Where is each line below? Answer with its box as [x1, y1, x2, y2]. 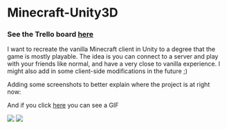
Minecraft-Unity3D [7, 5, 118, 21]
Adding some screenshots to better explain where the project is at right [7, 81, 210, 89]
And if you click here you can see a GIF [7, 101, 119, 110]
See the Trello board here [7, 30, 94, 39]
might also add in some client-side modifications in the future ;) [7, 67, 188, 75]
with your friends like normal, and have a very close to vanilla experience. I [7, 60, 220, 68]
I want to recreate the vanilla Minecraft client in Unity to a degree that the [7, 45, 216, 53]
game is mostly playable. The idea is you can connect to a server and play [7, 52, 219, 61]
